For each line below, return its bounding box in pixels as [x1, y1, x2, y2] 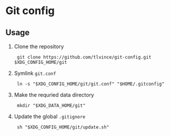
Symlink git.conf [14, 70, 56, 77]
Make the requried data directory [14, 91, 95, 98]
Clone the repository [14, 43, 64, 50]
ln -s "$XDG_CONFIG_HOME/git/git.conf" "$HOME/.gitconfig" [16, 81, 165, 87]
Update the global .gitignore [14, 113, 86, 120]
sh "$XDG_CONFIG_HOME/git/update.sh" [16, 124, 109, 130]
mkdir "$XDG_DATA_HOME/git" [16, 103, 86, 108]
